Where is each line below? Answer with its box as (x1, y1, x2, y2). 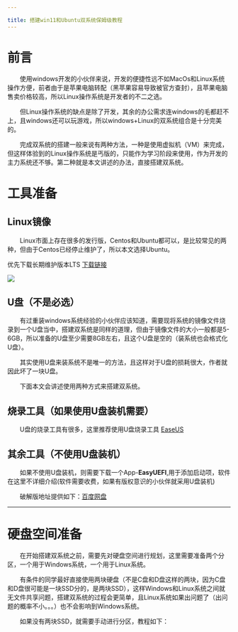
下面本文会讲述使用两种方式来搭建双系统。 (20, 382, 144, 391)
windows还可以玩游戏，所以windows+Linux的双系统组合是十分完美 (25, 116, 222, 124)
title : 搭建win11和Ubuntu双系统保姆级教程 (7, 16, 123, 23)
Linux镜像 (7, 216, 51, 228)
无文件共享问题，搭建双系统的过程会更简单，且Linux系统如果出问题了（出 (7, 593, 222, 601)
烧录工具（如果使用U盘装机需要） (7, 405, 154, 417)
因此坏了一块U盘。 (7, 367, 62, 375)
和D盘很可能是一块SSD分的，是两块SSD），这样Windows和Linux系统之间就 (7, 584, 225, 592)
